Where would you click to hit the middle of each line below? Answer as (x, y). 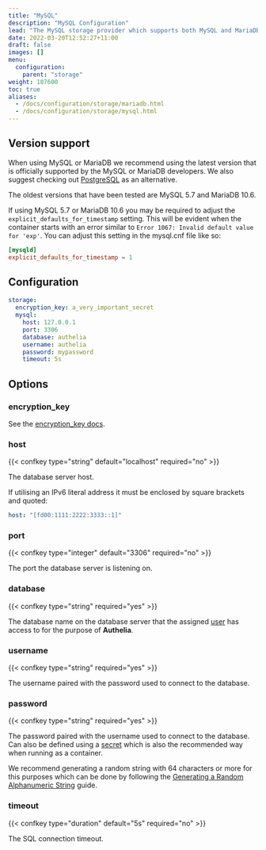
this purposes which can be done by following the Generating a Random (126, 777)
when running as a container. (55, 753)
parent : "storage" (53, 75)
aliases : (23, 97)
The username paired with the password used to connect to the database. (129, 683)
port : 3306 (40, 330)
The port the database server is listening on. (80, 569)
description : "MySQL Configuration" (68, 23)
